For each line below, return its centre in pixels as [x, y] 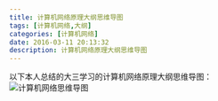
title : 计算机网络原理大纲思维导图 [66, 17]
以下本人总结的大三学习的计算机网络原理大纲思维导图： [110, 77]
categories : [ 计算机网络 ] [54, 34]
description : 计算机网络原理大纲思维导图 [78, 50]
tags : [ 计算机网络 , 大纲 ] [50, 26]
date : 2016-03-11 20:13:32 [59, 42]
